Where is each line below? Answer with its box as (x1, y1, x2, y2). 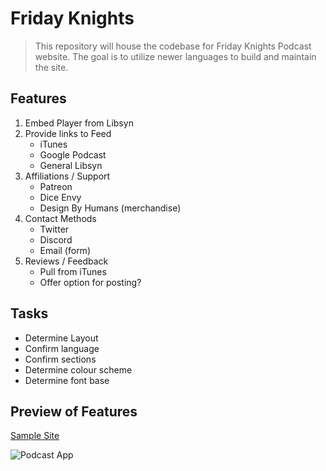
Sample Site (10, 430, 60, 442)
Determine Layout (24, 332, 99, 344)
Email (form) (39, 244, 91, 256)
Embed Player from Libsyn (24, 117, 134, 129)
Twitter (39, 223, 70, 235)
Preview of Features (10, 403, 138, 420)
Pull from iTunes (39, 265, 107, 277)
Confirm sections (24, 353, 97, 365)
